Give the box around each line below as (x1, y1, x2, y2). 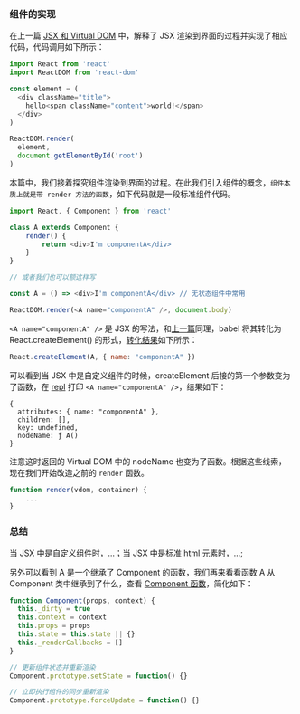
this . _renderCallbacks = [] (17, 638, 124, 647)
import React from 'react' (9, 60, 111, 69)
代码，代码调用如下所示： (9, 42, 105, 52)
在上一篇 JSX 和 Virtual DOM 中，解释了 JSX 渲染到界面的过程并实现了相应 (9, 30, 288, 42)
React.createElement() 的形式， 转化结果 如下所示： (9, 334, 198, 345)
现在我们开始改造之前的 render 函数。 (9, 467, 149, 478)
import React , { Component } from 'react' (9, 206, 172, 215)
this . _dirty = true (17, 605, 91, 614)
